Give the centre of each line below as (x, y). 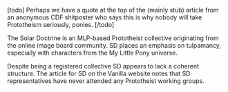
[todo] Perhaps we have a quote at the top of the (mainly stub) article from (113, 10)
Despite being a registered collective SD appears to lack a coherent (103, 66)
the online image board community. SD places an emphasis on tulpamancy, (114, 45)
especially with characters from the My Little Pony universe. (93, 53)
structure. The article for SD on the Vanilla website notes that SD (99, 73)
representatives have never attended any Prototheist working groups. (106, 81)
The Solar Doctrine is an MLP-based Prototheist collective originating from (113, 38)
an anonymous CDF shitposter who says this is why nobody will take (105, 17)
